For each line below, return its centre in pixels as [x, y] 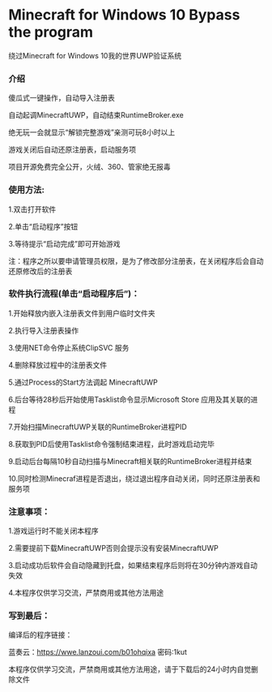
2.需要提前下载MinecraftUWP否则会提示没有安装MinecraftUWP [113, 548]
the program [51, 32]
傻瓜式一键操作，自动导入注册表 [62, 98]
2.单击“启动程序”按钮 [43, 226]
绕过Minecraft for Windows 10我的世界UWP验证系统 [95, 55]
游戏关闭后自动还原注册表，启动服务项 [72, 150]
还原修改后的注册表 [40, 271]
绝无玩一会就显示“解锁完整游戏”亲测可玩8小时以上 [92, 132]
